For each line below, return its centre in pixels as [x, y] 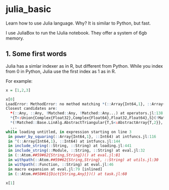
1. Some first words [36, 54]
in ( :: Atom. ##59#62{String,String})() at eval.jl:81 [64, 155]
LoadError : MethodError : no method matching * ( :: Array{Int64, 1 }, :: [79, 104]
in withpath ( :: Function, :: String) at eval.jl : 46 [61, 164]
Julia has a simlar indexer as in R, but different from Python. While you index [84, 66]
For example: [19, 81]
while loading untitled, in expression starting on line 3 [69, 132]
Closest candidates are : [32, 109]
